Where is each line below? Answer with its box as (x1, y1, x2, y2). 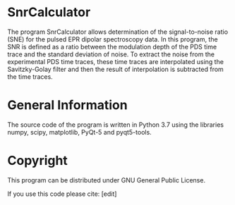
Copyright (7, 153, 68, 169)
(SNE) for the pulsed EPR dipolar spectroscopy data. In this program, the (7, 35, 218, 43)
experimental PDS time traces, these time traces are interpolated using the (7, 57, 224, 66)
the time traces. (7, 72, 53, 81)
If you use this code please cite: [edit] (7, 190, 117, 198)
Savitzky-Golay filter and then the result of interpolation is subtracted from (7, 65, 224, 73)
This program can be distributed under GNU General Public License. (7, 175, 206, 184)
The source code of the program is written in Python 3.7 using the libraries (7, 120, 224, 129)
